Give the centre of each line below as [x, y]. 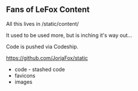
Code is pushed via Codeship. [42, 46]
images [23, 82]
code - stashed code [40, 69]
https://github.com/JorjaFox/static [47, 58]
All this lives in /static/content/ [42, 23]
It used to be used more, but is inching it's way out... [69, 35]
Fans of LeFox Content [48, 10]
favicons [25, 75]
